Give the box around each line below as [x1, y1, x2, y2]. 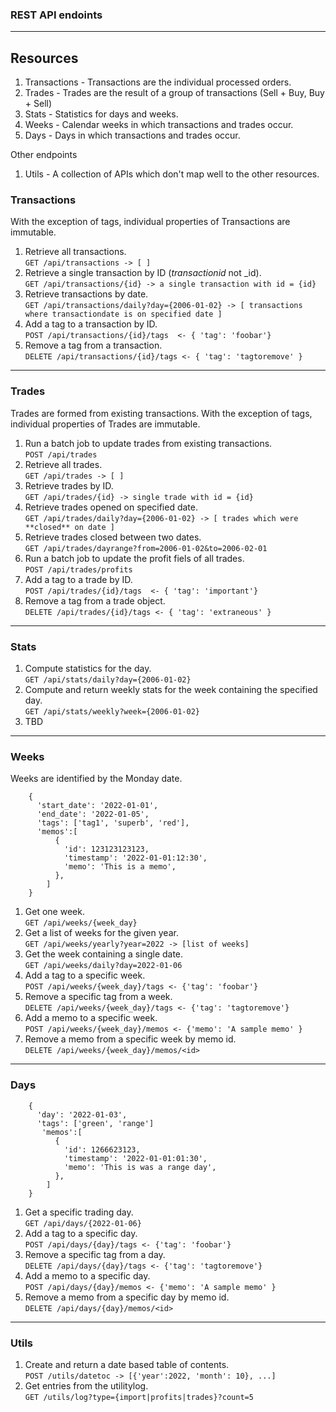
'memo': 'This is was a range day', [63, 1162, 217, 1172]
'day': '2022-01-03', [36, 1109, 128, 1120]
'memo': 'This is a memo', [63, 862, 177, 872]
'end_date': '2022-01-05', [36, 809, 150, 820]
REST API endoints [10, 8, 103, 22]
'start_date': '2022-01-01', [36, 801, 159, 811]
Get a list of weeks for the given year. [24, 927, 179, 939]
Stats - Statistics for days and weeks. [24, 108, 179, 120]
